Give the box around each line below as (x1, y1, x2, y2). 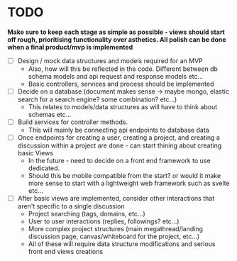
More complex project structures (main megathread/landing (28, 225, 204, 233)
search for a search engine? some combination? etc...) (17, 95, 177, 104)
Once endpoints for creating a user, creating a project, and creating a (17, 133, 220, 142)
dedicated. (28, 164, 60, 172)
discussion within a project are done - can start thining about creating (17, 141, 222, 150)
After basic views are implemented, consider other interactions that (17, 194, 215, 203)
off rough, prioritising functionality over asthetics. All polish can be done (7, 35, 226, 43)
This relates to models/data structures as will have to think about (28, 103, 218, 111)
